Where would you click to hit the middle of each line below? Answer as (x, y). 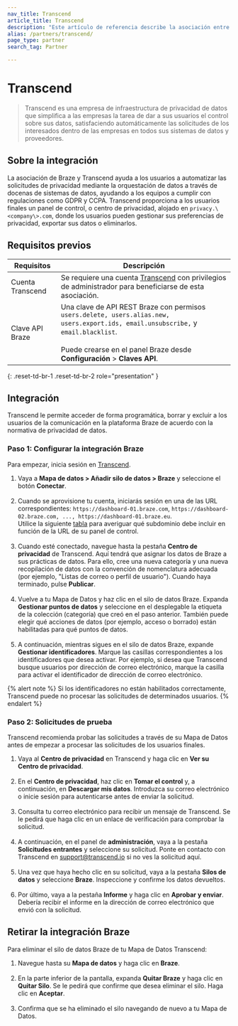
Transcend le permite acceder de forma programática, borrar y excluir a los (118, 415)
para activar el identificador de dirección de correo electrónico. (110, 674)
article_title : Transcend (45, 21)
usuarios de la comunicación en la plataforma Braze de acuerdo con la (110, 423)
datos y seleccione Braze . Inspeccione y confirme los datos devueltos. (121, 880)
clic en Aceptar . (41, 993)
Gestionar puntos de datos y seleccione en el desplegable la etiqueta (120, 606)
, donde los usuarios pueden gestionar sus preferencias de (138, 215)
